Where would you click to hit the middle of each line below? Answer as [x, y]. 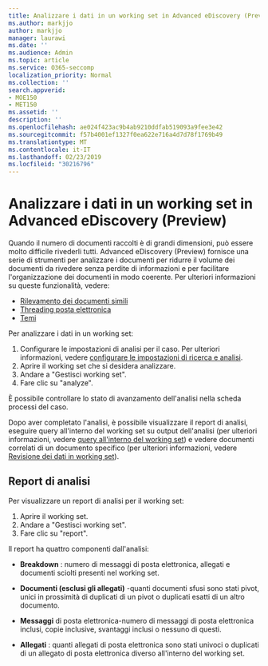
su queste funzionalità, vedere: [59, 285]
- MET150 [23, 105]
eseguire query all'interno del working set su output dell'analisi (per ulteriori [133, 431]
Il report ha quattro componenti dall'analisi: [79, 548]
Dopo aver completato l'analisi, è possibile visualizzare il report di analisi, [128, 423]
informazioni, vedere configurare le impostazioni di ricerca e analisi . [131, 357]
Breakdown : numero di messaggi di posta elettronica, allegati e [125, 564]
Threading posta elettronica [65, 309]
